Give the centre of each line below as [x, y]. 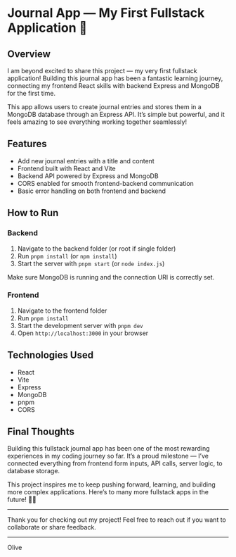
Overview [29, 54]
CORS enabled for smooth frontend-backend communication [106, 183]
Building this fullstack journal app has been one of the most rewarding [109, 449]
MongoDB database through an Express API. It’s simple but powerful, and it [116, 114]
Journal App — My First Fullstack [106, 13]
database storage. [34, 471]
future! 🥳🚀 [22, 500]
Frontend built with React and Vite [66, 168]
